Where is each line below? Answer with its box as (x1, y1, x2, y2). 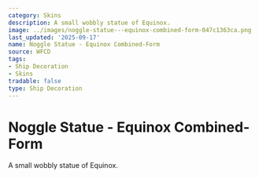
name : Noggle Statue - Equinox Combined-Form (8, 41, 160, 49)
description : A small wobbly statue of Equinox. (8, 19, 171, 27)
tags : (8, 56, 26, 64)
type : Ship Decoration (8, 84, 83, 93)
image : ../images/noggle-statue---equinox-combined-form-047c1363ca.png (8, 26, 252, 34)
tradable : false (8, 77, 61, 85)
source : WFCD (8, 48, 51, 56)
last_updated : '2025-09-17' (8, 33, 101, 42)
